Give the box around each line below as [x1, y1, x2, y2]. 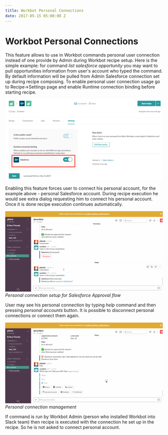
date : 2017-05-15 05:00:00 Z [5, 13, 66, 19]
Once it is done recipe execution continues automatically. [5, 201, 123, 207]
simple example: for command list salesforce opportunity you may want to [5, 63, 158, 69]
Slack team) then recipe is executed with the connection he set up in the [5, 418, 154, 425]
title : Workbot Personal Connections [5, 8, 84, 13]
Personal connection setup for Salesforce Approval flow [5, 292, 121, 298]
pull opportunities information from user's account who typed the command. [5, 68, 163, 74]
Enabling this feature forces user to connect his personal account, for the [5, 185, 156, 191]
